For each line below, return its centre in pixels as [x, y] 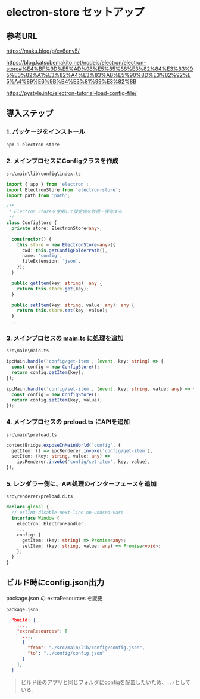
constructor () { [32, 239]
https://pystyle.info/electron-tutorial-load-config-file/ [71, 93]
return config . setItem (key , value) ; [57, 400]
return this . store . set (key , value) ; [62, 311]
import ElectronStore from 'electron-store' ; [63, 190]
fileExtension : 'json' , [51, 261]
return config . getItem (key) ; [48, 373]
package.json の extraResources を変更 [54, 598]
